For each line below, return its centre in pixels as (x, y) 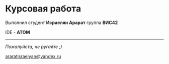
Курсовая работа (43, 9)
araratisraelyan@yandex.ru (33, 56)
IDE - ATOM (18, 32)
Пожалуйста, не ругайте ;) (34, 46)
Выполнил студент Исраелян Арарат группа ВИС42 (62, 22)
